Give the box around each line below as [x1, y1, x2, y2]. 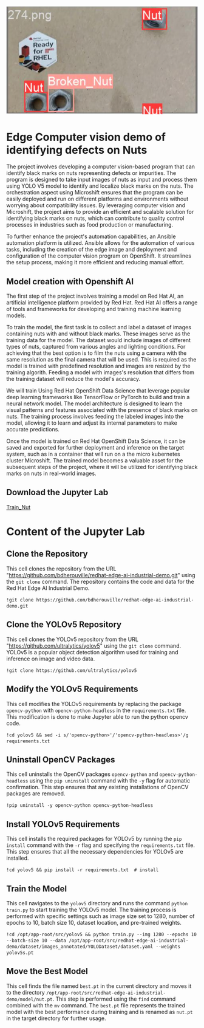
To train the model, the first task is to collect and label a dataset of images [6, 324, 191, 331]
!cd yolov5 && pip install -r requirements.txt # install [6, 867, 159, 873]
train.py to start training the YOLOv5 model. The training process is [6, 906, 177, 913]
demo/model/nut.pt [6, 996, 53, 1002]
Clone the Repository [6, 549, 88, 559]
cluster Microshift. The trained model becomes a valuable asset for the [6, 457, 183, 464]
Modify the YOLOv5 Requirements [6, 684, 138, 694]
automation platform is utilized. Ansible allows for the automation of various [6, 239, 195, 247]
